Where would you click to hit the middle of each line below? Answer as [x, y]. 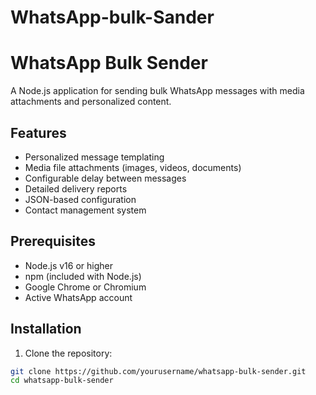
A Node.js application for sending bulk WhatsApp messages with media [157, 91]
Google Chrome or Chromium [85, 287]
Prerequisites [53, 241]
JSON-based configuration [80, 199]
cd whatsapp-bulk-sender [62, 381]
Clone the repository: [68, 353]
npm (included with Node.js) [83, 276]
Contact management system [85, 210]
